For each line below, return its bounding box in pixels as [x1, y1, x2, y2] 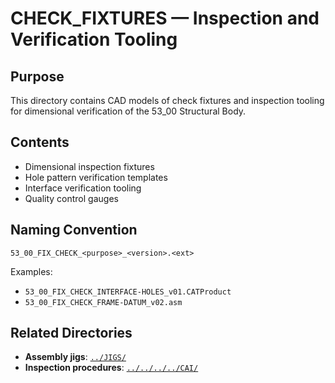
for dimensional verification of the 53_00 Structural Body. [10, 105, 247, 117]
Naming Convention [10, 222, 138, 239]
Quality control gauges [24, 192, 119, 204]
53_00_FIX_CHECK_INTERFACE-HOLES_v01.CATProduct [24, 287, 232, 297]
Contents [10, 134, 70, 151]
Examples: [10, 265, 53, 277]
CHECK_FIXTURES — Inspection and [10, 7, 320, 30]
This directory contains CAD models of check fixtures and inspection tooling [10, 95, 325, 106]
